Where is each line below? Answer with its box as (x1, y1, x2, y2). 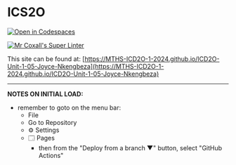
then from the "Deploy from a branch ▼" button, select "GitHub (38, 143, 223, 152)
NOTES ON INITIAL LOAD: (7, 89, 84, 98)
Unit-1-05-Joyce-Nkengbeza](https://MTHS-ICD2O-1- (7, 62, 164, 70)
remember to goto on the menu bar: (17, 103, 122, 112)
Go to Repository (27, 118, 77, 126)
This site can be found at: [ (7, 54, 85, 63)
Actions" (38, 151, 64, 159)
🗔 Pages (27, 133, 55, 142)
